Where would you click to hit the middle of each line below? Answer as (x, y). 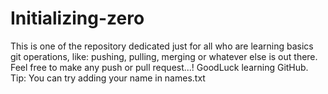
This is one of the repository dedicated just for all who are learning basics (162, 46)
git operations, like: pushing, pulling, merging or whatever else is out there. (164, 56)
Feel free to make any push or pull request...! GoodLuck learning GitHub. (159, 67)
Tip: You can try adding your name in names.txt (108, 78)
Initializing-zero (77, 18)
